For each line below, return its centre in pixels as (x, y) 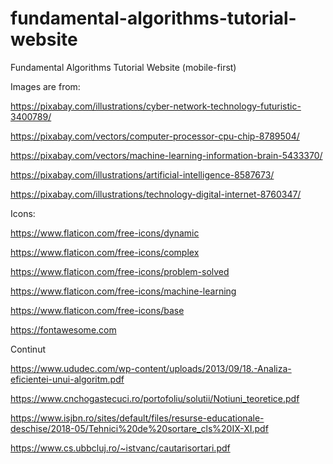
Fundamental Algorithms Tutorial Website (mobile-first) (123, 67)
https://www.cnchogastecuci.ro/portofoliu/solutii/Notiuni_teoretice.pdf (155, 398)
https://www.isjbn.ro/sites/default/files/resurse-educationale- (137, 418)
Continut (28, 349)
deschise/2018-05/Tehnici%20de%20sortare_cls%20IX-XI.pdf (139, 428)
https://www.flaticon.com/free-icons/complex (105, 252)
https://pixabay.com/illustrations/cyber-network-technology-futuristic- (156, 106)
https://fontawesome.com (63, 329)
